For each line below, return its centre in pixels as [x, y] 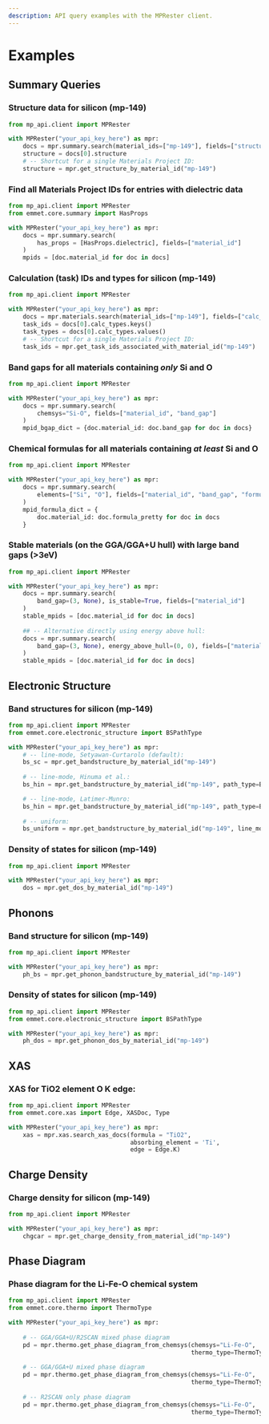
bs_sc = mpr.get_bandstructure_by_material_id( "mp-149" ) [120, 762]
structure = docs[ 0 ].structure [75, 154]
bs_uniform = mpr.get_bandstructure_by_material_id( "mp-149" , [128, 829]
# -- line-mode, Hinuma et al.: [76, 777]
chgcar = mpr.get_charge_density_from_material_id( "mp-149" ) [126, 1236]
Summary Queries [55, 85]
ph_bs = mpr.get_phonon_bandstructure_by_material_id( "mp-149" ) [132, 974]
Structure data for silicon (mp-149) [77, 108]
